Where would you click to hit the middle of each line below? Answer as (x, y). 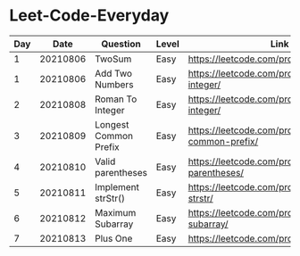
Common (114, 136)
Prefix (108, 146)
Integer (110, 110)
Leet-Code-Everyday (89, 16)
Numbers (114, 84)
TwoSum (113, 59)
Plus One (114, 238)
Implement (117, 186)
